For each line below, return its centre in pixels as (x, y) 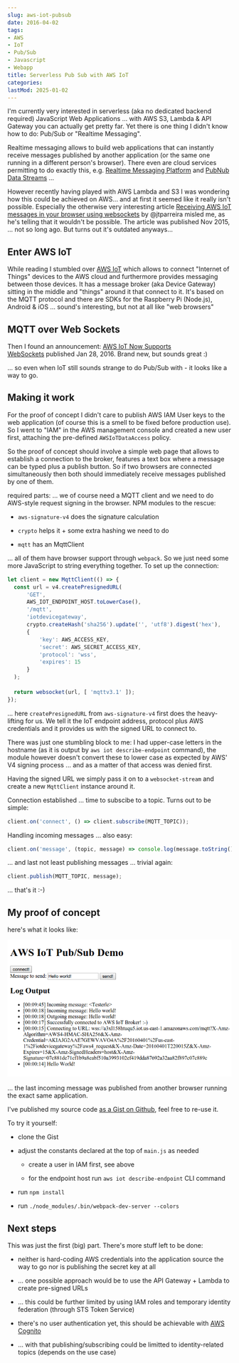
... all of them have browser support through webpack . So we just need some (118, 558)
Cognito (29, 1331)
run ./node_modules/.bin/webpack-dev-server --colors (99, 1206)
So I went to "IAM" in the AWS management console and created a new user (119, 430)
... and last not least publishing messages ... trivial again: (90, 863)
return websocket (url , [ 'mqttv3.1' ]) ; (74, 692)
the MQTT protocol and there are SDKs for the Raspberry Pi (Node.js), (110, 300)
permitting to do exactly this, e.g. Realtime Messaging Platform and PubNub (118, 170)
